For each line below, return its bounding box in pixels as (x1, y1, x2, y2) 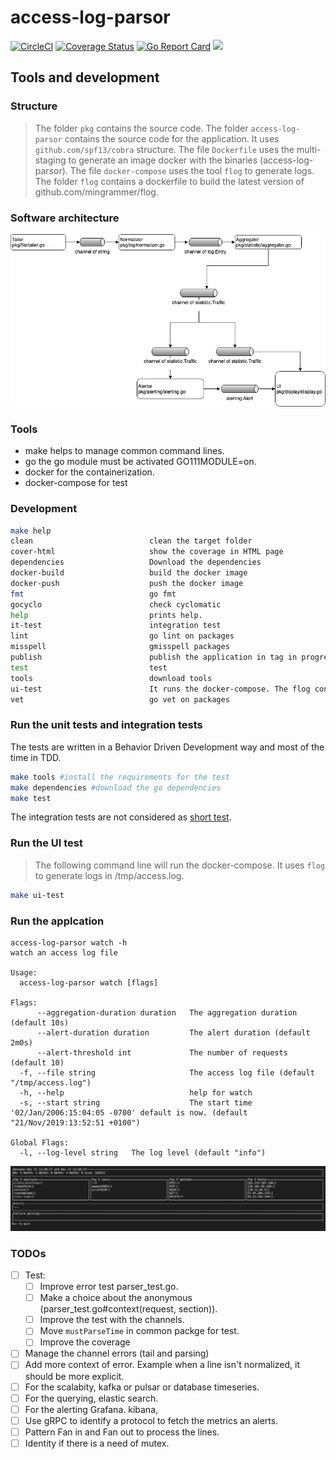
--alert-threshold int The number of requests (36, 1047, 288, 1058)
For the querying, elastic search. (24, 1392, 159, 1404)
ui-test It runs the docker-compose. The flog (10, 684, 311, 694)
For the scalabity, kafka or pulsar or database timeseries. (24, 1381, 260, 1393)
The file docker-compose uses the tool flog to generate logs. (69, 164, 315, 176)
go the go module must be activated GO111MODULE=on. (24, 456, 257, 468)
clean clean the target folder (10, 536, 253, 546)
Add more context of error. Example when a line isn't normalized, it (24, 1359, 301, 1371)
